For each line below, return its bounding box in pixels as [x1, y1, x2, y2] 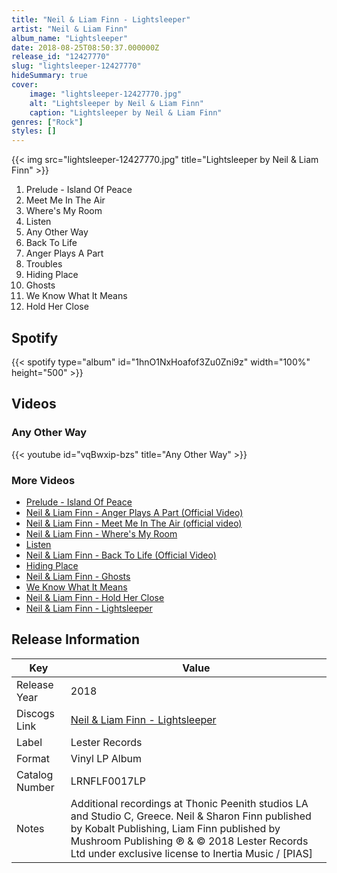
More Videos [11, 473, 76, 487]
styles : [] [11, 126, 57, 136]
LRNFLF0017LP [70, 774, 146, 788]
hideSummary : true [11, 71, 88, 81]
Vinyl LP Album [70, 751, 142, 765]
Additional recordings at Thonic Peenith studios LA [70, 796, 309, 810]
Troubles [25, 258, 63, 270]
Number [16, 780, 55, 794]
